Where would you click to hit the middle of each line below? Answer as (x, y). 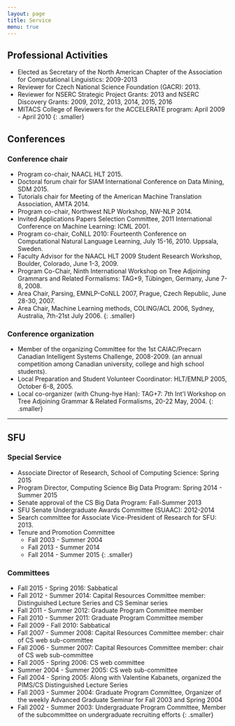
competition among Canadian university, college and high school (111, 364)
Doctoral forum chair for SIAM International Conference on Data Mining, (121, 181)
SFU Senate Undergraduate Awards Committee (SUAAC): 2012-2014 (116, 510)
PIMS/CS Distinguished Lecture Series (72, 685)
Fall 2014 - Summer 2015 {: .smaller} (80, 554)
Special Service (34, 457)
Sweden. (30, 248)
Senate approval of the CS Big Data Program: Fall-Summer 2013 (109, 502)
